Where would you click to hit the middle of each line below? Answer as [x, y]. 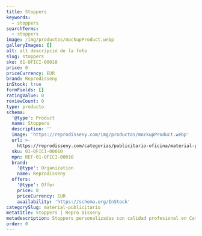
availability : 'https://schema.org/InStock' [74, 202]
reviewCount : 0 [25, 101]
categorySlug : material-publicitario [54, 207]
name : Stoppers [31, 124]
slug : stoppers [25, 56]
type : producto [25, 107]
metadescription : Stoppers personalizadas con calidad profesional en [96, 219]
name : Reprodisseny [41, 174]
